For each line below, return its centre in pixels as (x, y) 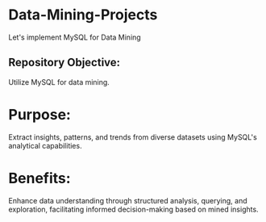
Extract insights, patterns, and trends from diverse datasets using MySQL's (133, 137)
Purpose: (39, 114)
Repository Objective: (64, 63)
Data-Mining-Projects (83, 15)
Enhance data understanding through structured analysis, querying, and (128, 200)
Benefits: (39, 178)
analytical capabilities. (45, 145)
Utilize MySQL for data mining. (59, 82)
